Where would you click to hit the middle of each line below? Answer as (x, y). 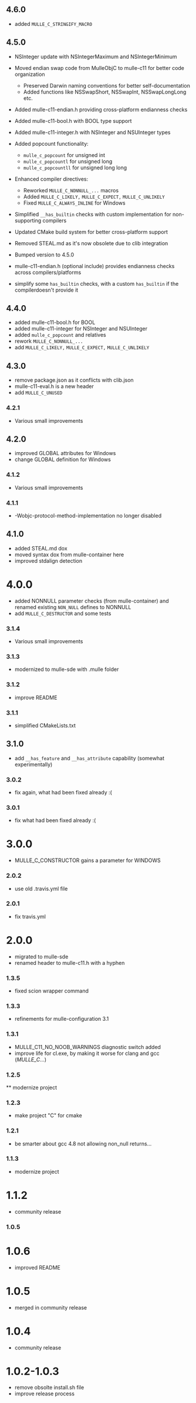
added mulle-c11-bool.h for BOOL (55, 322)
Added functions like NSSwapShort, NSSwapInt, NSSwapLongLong (105, 92)
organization (30, 74)
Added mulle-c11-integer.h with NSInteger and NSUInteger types (93, 132)
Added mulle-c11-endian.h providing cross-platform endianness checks (101, 109)
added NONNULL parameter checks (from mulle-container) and (92, 601)
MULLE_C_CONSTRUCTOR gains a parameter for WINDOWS (88, 860)
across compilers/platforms (48, 272)
